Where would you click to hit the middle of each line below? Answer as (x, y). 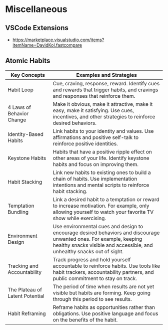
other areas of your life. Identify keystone (101, 158)
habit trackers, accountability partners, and (103, 272)
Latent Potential (26, 296)
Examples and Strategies (107, 75)
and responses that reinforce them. (94, 96)
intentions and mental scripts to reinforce (101, 185)
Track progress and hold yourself (92, 259)
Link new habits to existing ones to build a (102, 173)
